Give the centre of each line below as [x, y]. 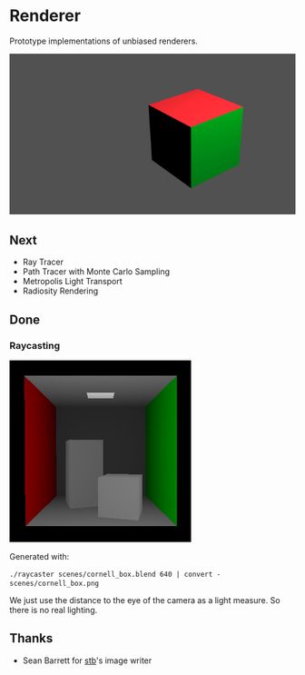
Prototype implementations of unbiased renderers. [103, 41]
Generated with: [39, 556]
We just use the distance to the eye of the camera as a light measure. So [145, 600]
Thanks [31, 638]
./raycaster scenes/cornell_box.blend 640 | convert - [115, 574]
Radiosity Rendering [60, 291]
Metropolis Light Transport [72, 282]
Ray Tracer [43, 262]
